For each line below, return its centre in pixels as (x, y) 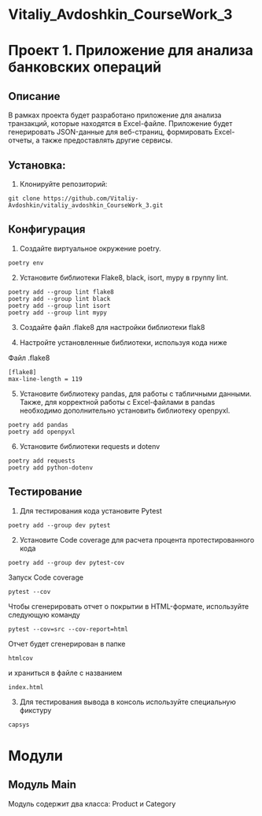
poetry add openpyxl (42, 432)
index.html (26, 687)
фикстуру (35, 710)
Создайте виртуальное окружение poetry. (90, 248)
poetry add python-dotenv (50, 467)
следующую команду (44, 614)
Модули (35, 756)
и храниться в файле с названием (65, 673)
